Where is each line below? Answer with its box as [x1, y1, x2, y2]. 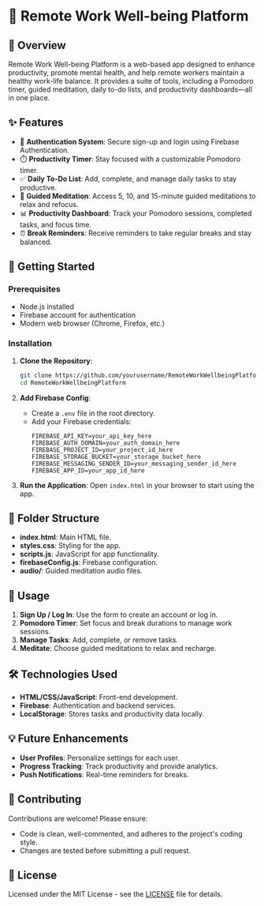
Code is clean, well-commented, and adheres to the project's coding [19, 829, 243, 838]
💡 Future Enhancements [8, 732, 128, 746]
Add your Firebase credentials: [31, 416, 132, 426]
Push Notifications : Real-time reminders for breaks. [19, 769, 189, 779]
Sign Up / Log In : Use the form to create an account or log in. [19, 610, 218, 619]
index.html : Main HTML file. [19, 532, 112, 542]
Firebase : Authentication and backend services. [19, 701, 176, 710]
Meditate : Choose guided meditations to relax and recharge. [19, 644, 217, 653]
